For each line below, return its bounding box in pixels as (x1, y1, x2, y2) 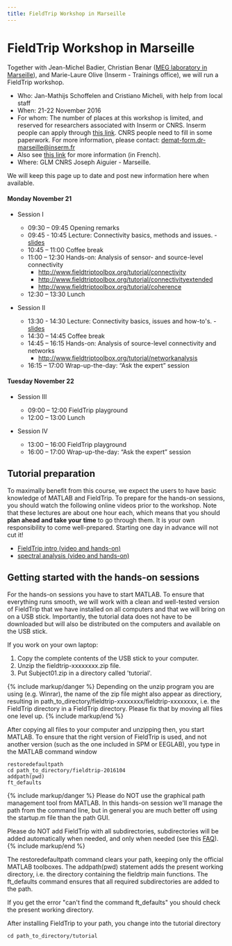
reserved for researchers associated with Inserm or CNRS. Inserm (17, 121, 206, 129)
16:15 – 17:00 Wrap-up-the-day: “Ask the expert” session (27, 361, 190, 369)
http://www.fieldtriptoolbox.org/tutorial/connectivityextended (38, 275, 213, 284)
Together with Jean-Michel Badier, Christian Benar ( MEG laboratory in (7, 63, 208, 72)
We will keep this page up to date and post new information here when (7, 171, 210, 179)
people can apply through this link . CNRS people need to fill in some (17, 128, 213, 136)
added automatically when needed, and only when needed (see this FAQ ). (7, 834, 219, 842)
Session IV (17, 427, 49, 435)
